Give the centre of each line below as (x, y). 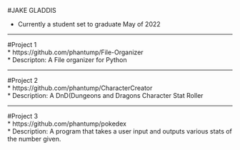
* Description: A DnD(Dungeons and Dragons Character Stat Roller (105, 95)
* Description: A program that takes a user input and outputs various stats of (120, 131)
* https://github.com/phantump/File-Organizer (76, 52)
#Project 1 (22, 45)
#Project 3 (22, 116)
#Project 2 (22, 80)
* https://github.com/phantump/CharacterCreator (80, 88)
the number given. (34, 139)
